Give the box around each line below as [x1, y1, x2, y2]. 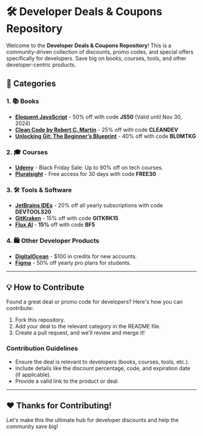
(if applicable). [14, 371, 51, 378]
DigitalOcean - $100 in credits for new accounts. [14, 252, 137, 260]
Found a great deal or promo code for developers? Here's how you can [6, 298, 183, 305]
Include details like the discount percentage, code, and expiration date [14, 364, 190, 372]
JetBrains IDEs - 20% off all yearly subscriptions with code [14, 202, 163, 209]
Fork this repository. [14, 316, 65, 324]
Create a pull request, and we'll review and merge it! [14, 329, 145, 336]
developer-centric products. [6, 61, 77, 68]
